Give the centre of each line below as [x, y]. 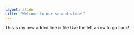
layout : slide [19, 9]
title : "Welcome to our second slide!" [45, 14]
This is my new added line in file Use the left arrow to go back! [67, 27]
